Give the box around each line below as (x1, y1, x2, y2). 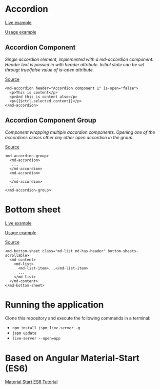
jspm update (12, 331, 37, 336)
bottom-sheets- (107, 248, 139, 253)
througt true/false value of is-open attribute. (5, 67, 94, 73)
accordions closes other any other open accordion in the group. (5, 134, 134, 140)
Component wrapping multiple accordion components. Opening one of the (5, 129, 155, 135)
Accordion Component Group (5, 116, 97, 124)
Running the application (5, 299, 104, 310)
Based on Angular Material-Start (5, 352, 140, 364)
